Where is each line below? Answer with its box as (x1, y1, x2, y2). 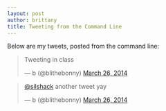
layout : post (7, 10, 45, 17)
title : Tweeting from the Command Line (7, 23, 122, 30)
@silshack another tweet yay (24, 83, 107, 91)
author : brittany (7, 17, 57, 24)
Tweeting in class (24, 55, 74, 64)
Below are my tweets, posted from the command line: (7, 42, 160, 51)
